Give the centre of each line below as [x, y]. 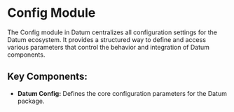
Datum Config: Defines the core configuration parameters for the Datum [122, 93]
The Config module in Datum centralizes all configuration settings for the [112, 32]
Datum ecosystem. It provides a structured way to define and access [107, 39]
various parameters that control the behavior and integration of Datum [109, 47]
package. [31, 101]
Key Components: [47, 77]
